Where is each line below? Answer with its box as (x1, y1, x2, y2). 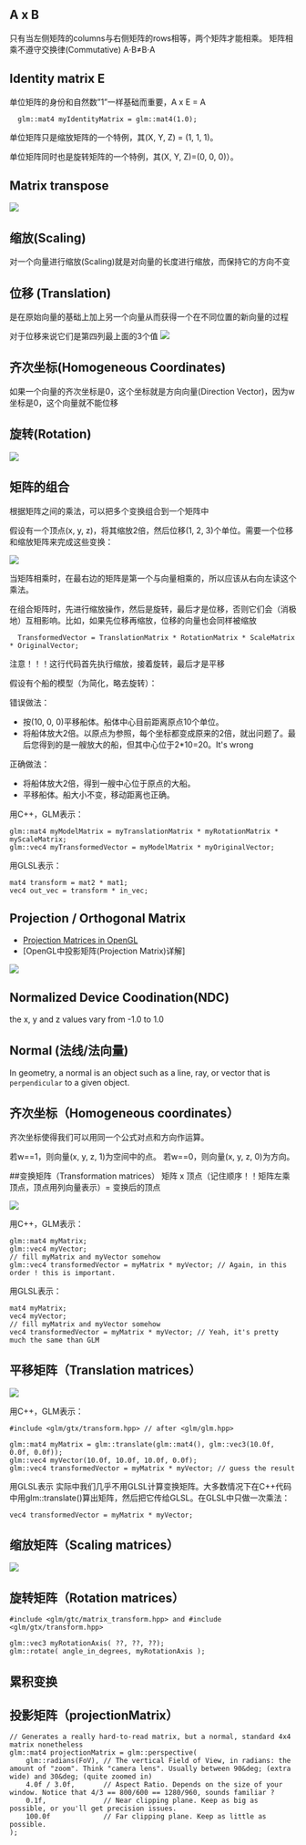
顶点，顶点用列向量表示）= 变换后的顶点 (9, 1181, 161, 1192)
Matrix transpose (9, 178, 109, 194)
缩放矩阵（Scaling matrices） (9, 1537, 179, 1552)
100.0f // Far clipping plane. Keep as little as (25, 1812, 267, 1821)
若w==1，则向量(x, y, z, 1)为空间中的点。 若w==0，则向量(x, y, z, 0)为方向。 (9, 1150, 295, 1161)
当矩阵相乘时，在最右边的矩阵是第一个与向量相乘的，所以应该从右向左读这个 (9, 572, 297, 583)
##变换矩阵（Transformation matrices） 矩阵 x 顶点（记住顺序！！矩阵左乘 (9, 1170, 291, 1181)
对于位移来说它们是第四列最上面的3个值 (9, 331, 158, 342)
